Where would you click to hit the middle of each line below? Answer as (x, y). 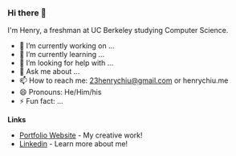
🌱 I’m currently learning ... (62, 55)
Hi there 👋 (27, 13)
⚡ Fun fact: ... (41, 101)
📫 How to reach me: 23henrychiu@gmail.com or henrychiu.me (124, 80)
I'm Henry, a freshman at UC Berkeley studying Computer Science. (118, 31)
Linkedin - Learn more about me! (73, 144)
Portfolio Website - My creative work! (81, 135)
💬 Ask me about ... (49, 72)
